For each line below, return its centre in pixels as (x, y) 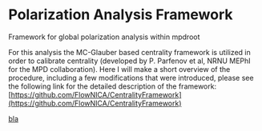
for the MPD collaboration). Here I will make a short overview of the (119, 69)
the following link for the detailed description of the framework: (113, 86)
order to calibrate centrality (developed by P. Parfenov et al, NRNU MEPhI (129, 61)
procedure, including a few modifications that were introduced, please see (131, 77)
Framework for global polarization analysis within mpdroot (104, 37)
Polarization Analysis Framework (121, 15)
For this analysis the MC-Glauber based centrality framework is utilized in (129, 52)
